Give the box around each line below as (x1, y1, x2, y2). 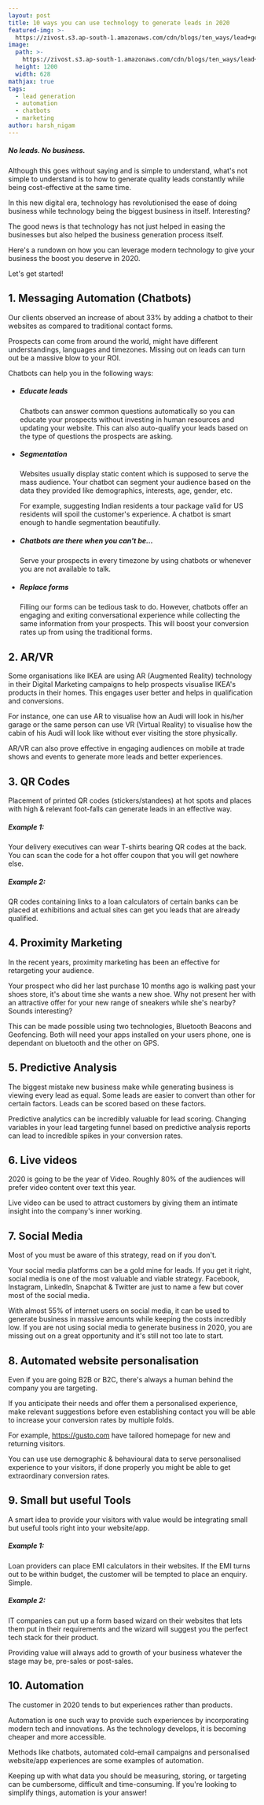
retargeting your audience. (8, 965, 94, 975)
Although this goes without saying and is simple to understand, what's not (8, 166, 248, 175)
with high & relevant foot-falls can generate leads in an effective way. (8, 804, 233, 814)
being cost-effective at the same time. (8, 182, 132, 192)
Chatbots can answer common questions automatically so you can (19, 406, 236, 416)
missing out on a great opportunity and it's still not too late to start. (8, 1331, 224, 1341)
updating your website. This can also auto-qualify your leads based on (19, 423, 248, 432)
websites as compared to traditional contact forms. (8, 321, 174, 330)
